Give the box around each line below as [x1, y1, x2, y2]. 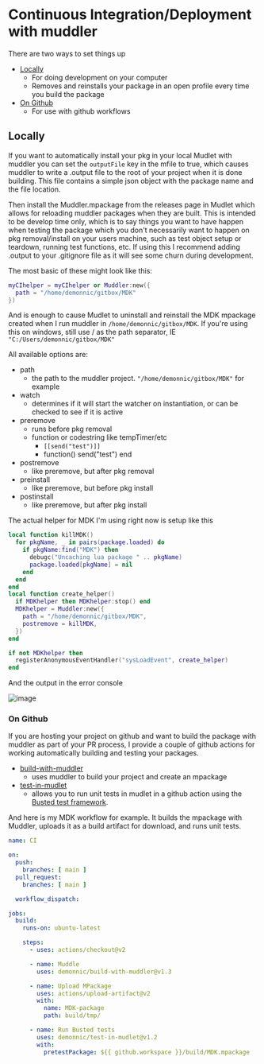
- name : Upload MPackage [29, 982, 112, 990]
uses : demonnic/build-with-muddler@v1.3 [36, 968, 172, 976]
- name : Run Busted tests [29, 1026, 115, 1035]
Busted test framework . [31, 798, 109, 807]
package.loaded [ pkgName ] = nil [29, 561, 133, 569]
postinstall [19, 491, 54, 502]
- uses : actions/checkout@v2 [29, 946, 126, 954]
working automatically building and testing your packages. [8, 748, 200, 758]
